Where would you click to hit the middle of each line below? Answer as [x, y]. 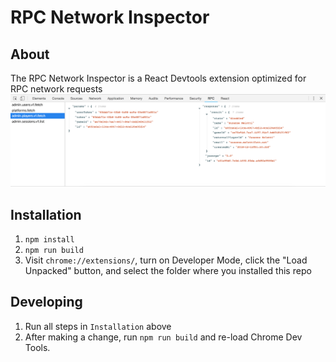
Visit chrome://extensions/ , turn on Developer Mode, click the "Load [166, 260]
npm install [49, 239]
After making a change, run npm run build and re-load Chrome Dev [163, 337]
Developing [46, 302]
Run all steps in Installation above [98, 326]
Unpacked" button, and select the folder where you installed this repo [168, 270]
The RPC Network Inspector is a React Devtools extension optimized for [158, 78]
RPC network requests [56, 89]
